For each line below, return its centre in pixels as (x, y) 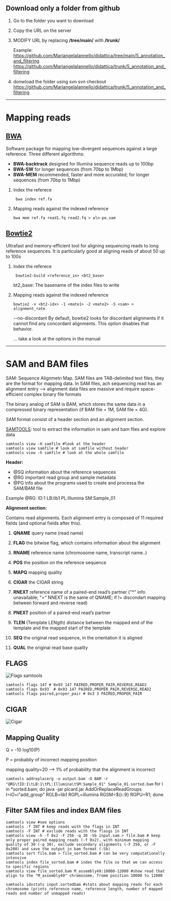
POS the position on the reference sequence (60, 562)
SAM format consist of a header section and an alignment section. (75, 419)
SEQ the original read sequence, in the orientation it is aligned (78, 637)
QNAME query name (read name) (48, 533)
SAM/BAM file (28, 488)
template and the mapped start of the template (62, 628)
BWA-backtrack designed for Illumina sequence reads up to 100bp (83, 164)
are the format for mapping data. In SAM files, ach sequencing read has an (84, 383)
